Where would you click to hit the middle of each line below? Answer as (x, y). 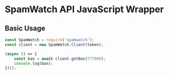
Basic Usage (25, 28)
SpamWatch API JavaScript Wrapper (84, 9)
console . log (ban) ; (34, 63)
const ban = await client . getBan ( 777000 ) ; (60, 59)
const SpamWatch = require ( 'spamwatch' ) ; (50, 40)
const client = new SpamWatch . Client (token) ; (54, 44)
